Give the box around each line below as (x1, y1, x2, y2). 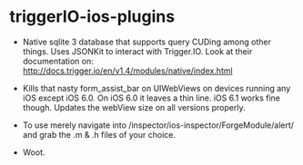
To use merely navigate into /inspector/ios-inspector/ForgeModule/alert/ (22, 120, 294, 131)
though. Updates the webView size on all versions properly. (22, 102, 246, 112)
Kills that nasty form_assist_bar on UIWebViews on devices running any (22, 82, 291, 93)
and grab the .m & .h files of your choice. (22, 129, 176, 140)
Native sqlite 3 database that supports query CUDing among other (22, 36, 271, 47)
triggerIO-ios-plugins (9, 6, 176, 27)
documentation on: (22, 55, 94, 66)
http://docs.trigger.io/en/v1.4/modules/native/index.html (22, 65, 234, 76)
